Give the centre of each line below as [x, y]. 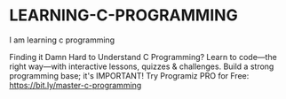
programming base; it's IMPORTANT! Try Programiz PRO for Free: [129, 75]
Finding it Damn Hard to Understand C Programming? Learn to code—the [143, 57]
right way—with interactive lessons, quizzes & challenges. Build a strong [142, 66]
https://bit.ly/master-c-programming [75, 85]
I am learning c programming [62, 40]
